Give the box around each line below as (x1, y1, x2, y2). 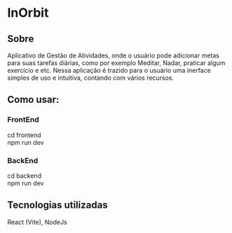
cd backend (7, 171, 42, 180)
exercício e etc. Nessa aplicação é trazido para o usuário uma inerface (7, 66, 212, 74)
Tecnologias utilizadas (7, 199, 108, 211)
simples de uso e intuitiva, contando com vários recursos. (7, 73, 174, 82)
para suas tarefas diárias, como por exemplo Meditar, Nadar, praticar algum (7, 59, 226, 67)
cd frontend (7, 131, 41, 139)
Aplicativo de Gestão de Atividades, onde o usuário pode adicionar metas (7, 51, 219, 59)
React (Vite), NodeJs (7, 218, 68, 226)
